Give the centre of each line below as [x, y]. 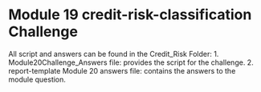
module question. [37, 79]
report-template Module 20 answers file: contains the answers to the [122, 70]
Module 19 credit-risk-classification [130, 15]
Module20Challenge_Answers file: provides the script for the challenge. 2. [131, 62]
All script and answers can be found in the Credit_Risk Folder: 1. [114, 54]
